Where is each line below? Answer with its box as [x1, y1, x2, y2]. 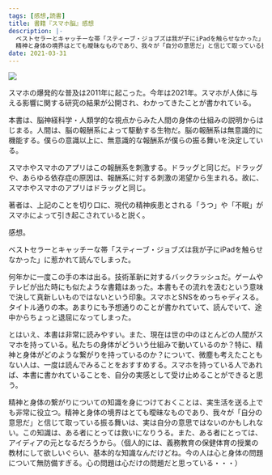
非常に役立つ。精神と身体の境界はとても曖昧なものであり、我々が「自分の [15, 408, 263, 417]
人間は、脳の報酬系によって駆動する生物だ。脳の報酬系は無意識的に [36, 125, 263, 134]
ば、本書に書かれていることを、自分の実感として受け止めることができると [8, 370, 257, 380]
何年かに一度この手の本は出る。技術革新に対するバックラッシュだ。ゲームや [8, 272, 264, 282]
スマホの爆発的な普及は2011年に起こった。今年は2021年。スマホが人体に [8, 88, 251, 97]
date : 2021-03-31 [8, 49, 67, 57]
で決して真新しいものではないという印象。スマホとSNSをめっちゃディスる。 [8, 292, 263, 302]
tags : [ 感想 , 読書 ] [8, 11, 66, 20]
